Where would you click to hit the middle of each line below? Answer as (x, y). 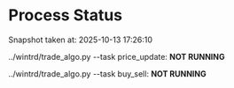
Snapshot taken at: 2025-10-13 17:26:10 (80, 40)
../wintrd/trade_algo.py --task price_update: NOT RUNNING (117, 56)
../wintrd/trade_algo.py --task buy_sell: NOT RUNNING (107, 73)
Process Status (66, 15)
